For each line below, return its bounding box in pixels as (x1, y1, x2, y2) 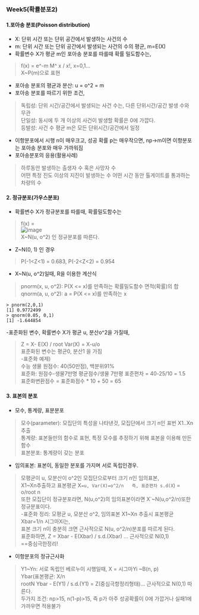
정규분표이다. (20, 503, 52, 510)
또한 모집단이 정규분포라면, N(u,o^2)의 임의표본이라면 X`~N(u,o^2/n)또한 (20, 495, 191, 503)
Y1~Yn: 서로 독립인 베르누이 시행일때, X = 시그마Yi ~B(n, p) (20, 565, 159, 572)
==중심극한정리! (20, 540, 58, 547)
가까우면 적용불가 (20, 602, 61, 610)
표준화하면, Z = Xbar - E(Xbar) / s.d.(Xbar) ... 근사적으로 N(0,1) (20, 532, 169, 540)
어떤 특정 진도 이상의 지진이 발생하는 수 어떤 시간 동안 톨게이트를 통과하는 (20, 172, 191, 179)
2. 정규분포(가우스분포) (6, 194, 59, 201)
